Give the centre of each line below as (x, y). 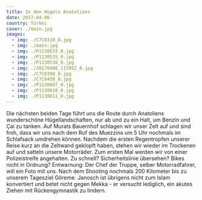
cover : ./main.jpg (29, 29)
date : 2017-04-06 (28, 18)
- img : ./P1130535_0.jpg (43, 57)
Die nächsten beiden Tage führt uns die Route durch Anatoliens (85, 113)
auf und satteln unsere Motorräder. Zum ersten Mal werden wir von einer (97, 152)
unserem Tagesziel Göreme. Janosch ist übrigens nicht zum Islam (88, 177)
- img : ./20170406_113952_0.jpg (53, 68)
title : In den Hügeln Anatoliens (48, 12)
